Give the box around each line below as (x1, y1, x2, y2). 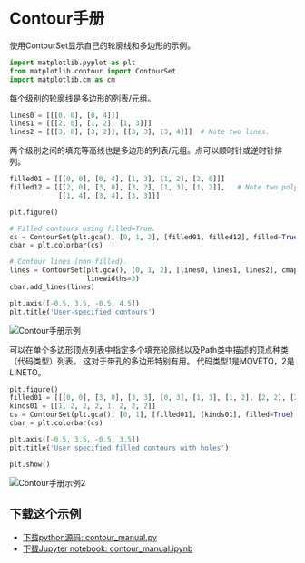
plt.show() (9, 460, 51, 469)
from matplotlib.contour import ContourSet (9, 66, 177, 75)
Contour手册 (9, 8, 105, 29)
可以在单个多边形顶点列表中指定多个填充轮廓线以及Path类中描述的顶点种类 (9, 344, 289, 354)
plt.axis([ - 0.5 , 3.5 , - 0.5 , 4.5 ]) (9, 298, 141, 308)
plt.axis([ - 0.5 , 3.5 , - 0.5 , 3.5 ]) (9, 434, 141, 444)
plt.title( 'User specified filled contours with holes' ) (9, 443, 230, 452)
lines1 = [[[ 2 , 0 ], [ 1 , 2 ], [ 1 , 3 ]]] (9, 119, 152, 128)
